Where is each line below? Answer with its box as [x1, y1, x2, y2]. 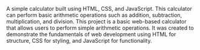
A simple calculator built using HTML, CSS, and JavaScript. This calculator [6, 5, 192, 12]
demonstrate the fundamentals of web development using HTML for [6, 31, 176, 38]
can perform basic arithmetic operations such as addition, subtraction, [6, 11, 182, 19]
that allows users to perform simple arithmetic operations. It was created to [6, 24, 194, 31]
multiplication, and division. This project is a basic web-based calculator [6, 18, 187, 25]
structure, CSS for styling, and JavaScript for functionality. [6, 37, 153, 44]
